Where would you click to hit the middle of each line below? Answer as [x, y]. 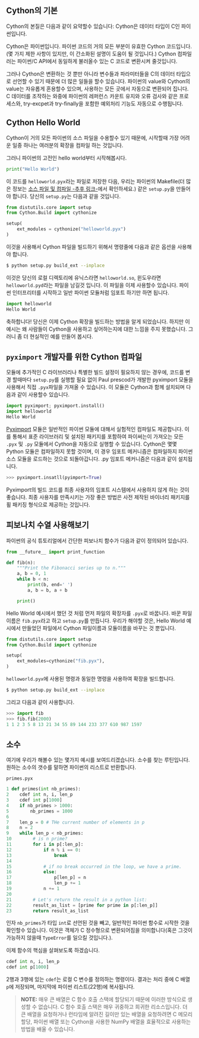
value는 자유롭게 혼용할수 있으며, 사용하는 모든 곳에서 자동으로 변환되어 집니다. [97, 89]
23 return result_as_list [48, 911]
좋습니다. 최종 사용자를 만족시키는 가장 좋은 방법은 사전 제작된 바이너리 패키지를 [98, 497]
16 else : [32, 872]
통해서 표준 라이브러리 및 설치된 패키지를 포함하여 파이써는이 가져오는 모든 [98, 436]
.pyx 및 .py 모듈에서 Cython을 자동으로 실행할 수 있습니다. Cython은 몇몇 [91, 444]
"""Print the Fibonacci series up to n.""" [72, 568]
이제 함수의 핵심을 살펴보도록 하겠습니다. [53, 951]
